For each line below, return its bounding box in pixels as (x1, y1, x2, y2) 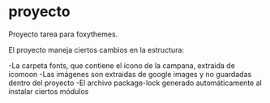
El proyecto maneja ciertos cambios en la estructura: (8, 45, 185, 54)
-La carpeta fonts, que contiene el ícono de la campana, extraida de (8, 60, 235, 71)
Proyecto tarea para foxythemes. (8, 29, 118, 39)
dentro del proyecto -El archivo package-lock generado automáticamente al (8, 78, 262, 88)
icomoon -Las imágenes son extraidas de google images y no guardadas (8, 69, 252, 79)
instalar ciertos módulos (8, 86, 89, 96)
